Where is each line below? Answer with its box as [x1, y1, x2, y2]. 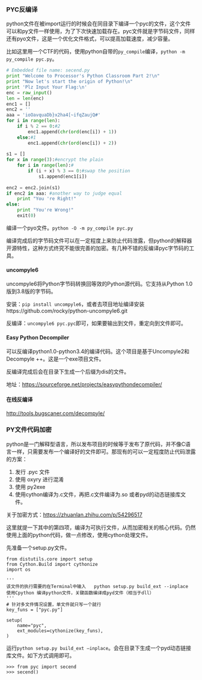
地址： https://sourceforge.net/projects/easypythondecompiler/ [6, 381, 162, 388]
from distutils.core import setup [6, 556, 93, 562]
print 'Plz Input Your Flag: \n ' [6, 84, 87, 90]
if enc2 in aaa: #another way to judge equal [6, 190, 122, 196]
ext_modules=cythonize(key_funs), [17, 628, 103, 634]
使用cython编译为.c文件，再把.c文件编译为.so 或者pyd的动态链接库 [14, 491, 181, 498]
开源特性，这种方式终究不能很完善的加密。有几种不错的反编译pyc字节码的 [6, 244, 189, 252]
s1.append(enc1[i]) [38, 173, 87, 180]
